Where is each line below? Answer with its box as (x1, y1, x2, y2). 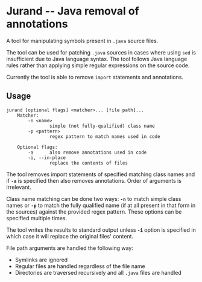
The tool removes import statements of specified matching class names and (6, 171, 195, 178)
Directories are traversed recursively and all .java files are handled (14, 269, 182, 276)
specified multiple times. (6, 214, 68, 221)
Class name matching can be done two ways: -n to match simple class (6, 195, 181, 202)
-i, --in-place (28, 154, 66, 161)
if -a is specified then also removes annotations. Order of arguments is (6, 177, 182, 184)
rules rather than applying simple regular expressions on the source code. (6, 62, 190, 69)
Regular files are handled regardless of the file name (14, 262, 146, 270)
